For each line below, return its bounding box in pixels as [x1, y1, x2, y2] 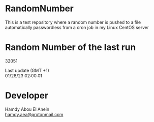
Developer [5, 90, 48, 101]
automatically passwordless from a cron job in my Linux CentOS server [5, 24, 149, 30]
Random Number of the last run [5, 42, 136, 53]
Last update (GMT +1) [5, 67, 49, 73]
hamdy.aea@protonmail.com [5, 111, 63, 117]
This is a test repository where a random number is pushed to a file [5, 19, 141, 25]
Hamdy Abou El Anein [5, 106, 50, 112]
